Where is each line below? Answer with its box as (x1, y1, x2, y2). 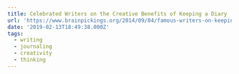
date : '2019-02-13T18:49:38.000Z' (7, 23, 110, 30)
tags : (7, 30, 23, 37)
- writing (14, 37, 43, 44)
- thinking (14, 56, 46, 63)
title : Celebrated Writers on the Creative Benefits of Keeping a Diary (7, 10, 228, 18)
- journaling (14, 43, 53, 50)
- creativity (14, 50, 53, 57)
